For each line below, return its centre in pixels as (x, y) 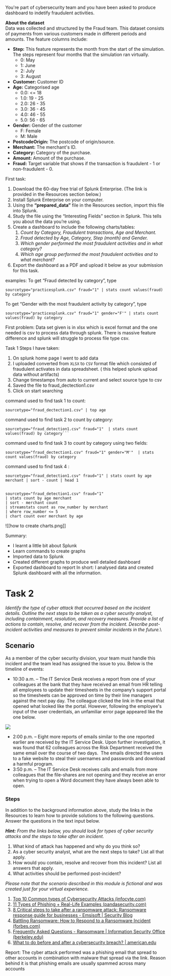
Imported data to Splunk (38, 556)
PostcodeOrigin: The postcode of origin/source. (64, 142)
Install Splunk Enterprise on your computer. (58, 200)
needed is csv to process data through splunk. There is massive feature (81, 333)
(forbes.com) (27, 926)
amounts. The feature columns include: (46, 39)
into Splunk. (25, 211)
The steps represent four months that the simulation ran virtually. (81, 54)
